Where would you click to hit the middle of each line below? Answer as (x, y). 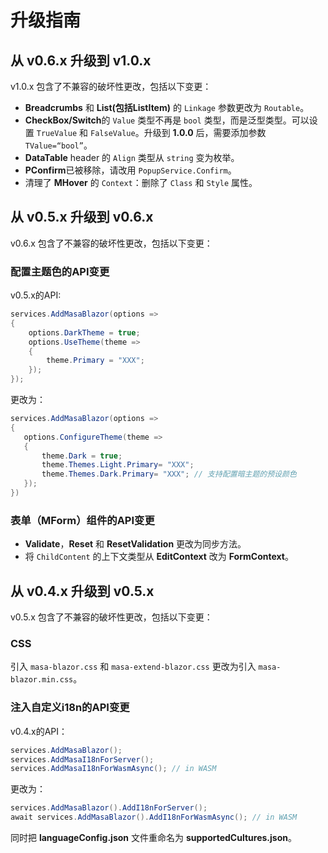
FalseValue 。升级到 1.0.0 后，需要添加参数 (178, 132)
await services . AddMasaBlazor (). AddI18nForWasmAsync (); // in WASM (154, 817)
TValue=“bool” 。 (58, 145)
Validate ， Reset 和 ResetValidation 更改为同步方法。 (135, 544)
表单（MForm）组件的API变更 (82, 520)
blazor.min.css (42, 680)
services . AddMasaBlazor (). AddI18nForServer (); (109, 808)
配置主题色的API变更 (60, 271)
